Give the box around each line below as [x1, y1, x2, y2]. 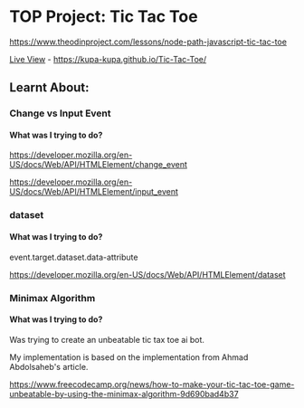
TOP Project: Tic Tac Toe [9, 6, 198, 27]
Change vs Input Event [9, 107, 111, 119]
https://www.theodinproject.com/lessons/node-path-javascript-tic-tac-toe [9, 36, 288, 47]
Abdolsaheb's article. [9, 361, 89, 372]
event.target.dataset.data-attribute [9, 251, 138, 262]
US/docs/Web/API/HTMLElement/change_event [9, 159, 188, 170]
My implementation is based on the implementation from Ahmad [9, 351, 249, 363]
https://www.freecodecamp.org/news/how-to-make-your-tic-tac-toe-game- [9, 378, 295, 390]
